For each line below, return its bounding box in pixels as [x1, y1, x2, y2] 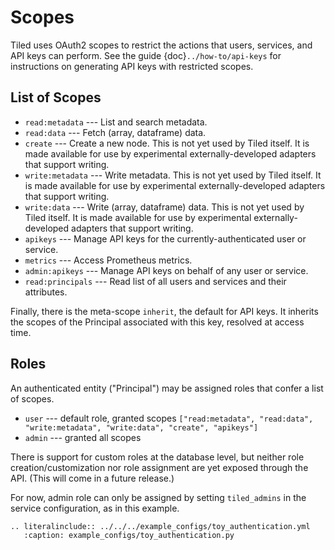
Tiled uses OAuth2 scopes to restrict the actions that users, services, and [10, 39, 313, 51]
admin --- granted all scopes [24, 431, 142, 443]
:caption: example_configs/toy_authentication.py [23, 530, 235, 540]
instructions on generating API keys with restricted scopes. [10, 60, 254, 72]
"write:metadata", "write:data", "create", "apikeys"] [24, 422, 259, 433]
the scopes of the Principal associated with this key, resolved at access [10, 316, 305, 328]
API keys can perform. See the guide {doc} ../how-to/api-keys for [10, 49, 282, 61]
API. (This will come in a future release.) [10, 472, 175, 484]
